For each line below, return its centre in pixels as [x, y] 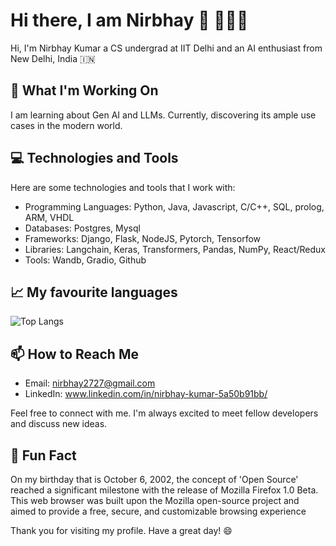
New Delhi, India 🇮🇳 [53, 58]
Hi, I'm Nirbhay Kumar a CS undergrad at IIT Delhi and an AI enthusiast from [166, 48]
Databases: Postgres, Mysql [82, 228]
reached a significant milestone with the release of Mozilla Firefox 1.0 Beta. [164, 490]
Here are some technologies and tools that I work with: [123, 187]
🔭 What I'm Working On [84, 90]
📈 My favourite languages [94, 292]
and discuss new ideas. [59, 424]
